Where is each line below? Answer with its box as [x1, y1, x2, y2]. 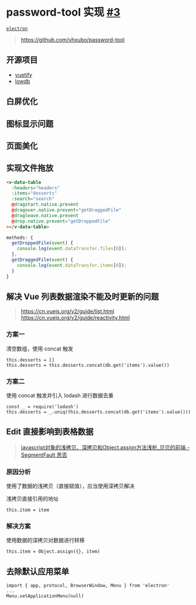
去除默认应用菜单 [6, 566, 69, 576]
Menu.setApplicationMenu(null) [6, 593, 84, 599]
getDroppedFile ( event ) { [11, 240, 73, 246]
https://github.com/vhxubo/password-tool [20, 36, 125, 43]
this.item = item [6, 507, 50, 513]
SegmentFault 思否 [20, 451, 68, 458]
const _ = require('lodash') [6, 404, 79, 410]
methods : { [6, 235, 33, 241]
